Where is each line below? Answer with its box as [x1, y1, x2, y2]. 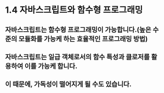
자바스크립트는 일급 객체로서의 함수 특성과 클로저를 [5, 52, 150, 61]
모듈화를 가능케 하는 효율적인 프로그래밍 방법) [18, 35, 148, 43]
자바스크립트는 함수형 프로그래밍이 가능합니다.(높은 [5, 25, 152, 34]
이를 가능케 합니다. [24, 62, 78, 70]
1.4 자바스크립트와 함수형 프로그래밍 [5, 4, 143, 16]
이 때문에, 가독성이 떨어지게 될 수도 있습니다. [5, 80, 132, 89]
